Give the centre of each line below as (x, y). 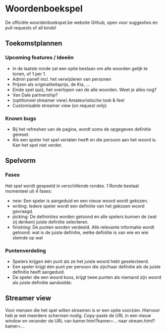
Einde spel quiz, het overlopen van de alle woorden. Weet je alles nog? (84, 90)
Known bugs (21, 118)
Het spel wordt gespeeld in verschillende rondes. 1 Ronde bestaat (72, 186)
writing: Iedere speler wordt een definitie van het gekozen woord (78, 206)
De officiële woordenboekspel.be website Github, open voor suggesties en (81, 22)
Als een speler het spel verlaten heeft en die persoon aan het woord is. (84, 139)
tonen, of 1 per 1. (29, 74)
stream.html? (142, 321)
